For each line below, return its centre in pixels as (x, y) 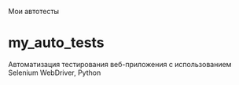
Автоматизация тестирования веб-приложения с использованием (120, 64)
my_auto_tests (56, 43)
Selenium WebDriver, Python (55, 73)
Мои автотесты (34, 11)
